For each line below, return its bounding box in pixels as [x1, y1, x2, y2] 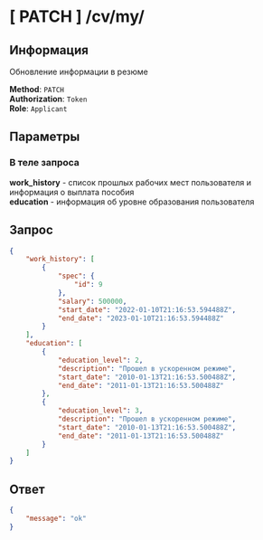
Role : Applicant [9, 103, 68, 114]
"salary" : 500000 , [57, 297, 127, 306]
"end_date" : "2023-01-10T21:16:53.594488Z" [57, 314, 224, 323]
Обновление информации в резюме [9, 66, 149, 77]
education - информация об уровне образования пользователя [9, 196, 255, 207]
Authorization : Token [9, 93, 88, 104]
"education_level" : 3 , [57, 406, 144, 415]
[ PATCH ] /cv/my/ [9, 6, 145, 27]
